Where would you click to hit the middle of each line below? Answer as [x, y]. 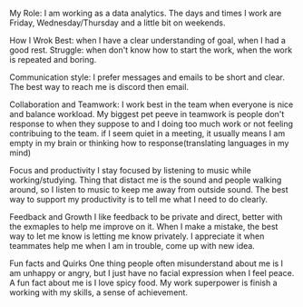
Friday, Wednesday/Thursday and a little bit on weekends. [117, 23]
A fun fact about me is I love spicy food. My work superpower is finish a [144, 282]
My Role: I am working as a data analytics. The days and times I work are [146, 13]
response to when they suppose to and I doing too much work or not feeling [151, 124]
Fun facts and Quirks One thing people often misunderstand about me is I [147, 263]
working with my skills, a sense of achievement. [99, 292]
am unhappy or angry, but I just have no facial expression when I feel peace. [152, 273]
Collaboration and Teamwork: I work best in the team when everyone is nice [151, 104]
